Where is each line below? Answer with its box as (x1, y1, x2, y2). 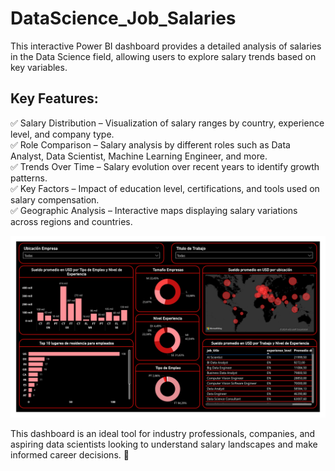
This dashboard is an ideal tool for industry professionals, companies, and (10, 428, 316, 440)
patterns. (10, 172, 48, 184)
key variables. (10, 61, 68, 73)
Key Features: (10, 90, 99, 107)
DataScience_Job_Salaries (10, 7, 237, 30)
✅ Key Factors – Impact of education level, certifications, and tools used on (10, 182, 320, 194)
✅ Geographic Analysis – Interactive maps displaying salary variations (10, 204, 298, 216)
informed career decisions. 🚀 (10, 449, 130, 461)
